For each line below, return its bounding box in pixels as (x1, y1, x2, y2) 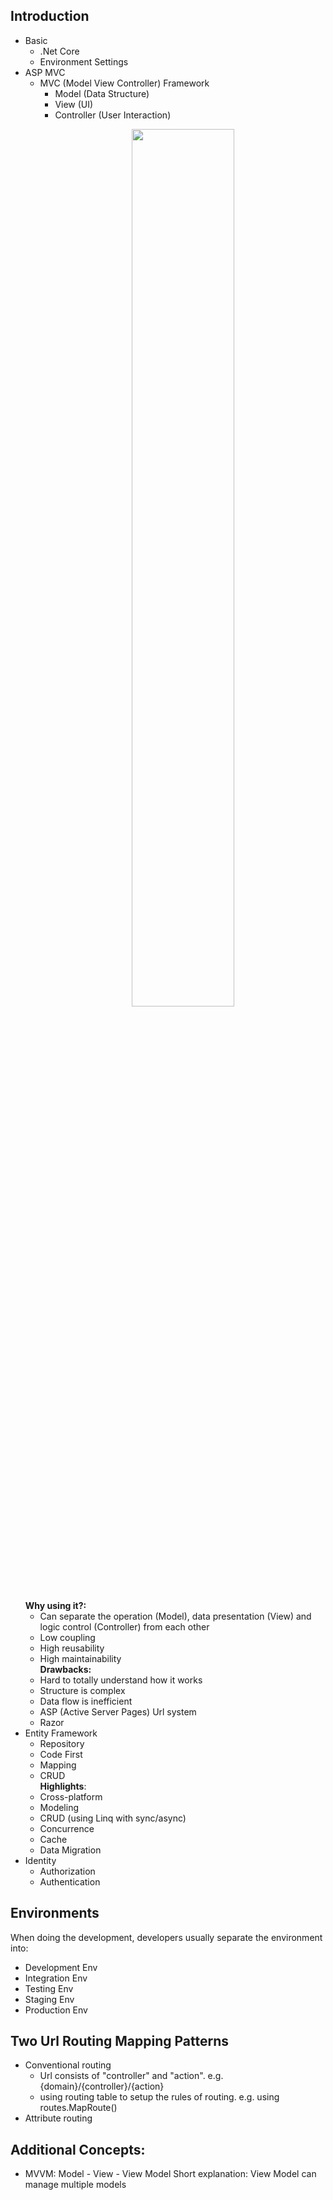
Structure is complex (39, 1684, 126, 1696)
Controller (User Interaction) (54, 109, 172, 121)
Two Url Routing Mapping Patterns (10, 2033, 229, 2050)
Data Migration (39, 1844, 102, 1856)
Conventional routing (24, 2059, 112, 2071)
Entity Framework (24, 1727, 98, 1739)
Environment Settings (39, 55, 129, 68)
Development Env (24, 1961, 98, 1973)
